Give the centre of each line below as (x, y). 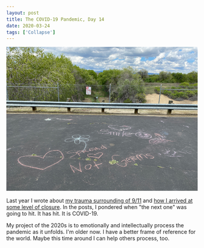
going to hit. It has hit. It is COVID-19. (53, 214)
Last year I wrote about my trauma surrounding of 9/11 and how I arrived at (100, 200)
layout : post (23, 13)
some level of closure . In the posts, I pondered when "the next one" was (97, 207)
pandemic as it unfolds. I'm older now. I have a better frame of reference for (101, 232)
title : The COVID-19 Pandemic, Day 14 (55, 19)
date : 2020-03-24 (28, 26)
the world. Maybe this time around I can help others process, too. (88, 238)
